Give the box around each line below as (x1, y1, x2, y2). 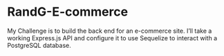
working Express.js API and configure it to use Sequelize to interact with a (7, 33, 218, 42)
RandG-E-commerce (7, 4, 129, 20)
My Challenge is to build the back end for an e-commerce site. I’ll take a (7, 27, 212, 35)
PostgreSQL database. (7, 41, 71, 49)
